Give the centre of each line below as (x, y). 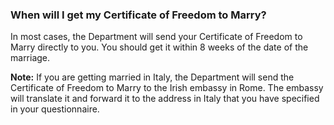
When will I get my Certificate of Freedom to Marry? (138, 15)
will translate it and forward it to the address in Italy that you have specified (165, 99)
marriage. (30, 58)
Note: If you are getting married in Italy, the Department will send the (152, 77)
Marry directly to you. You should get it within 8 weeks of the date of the (159, 47)
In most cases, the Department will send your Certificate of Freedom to (156, 37)
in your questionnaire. (55, 109)
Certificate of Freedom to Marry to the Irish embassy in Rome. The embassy (167, 88)
